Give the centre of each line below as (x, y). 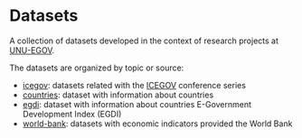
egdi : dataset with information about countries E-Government (137, 104)
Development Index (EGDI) (72, 114)
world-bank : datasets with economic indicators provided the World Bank (157, 124)
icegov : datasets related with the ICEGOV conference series (134, 85)
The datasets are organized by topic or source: (97, 68)
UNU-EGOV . (32, 50)
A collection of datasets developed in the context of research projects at (144, 41)
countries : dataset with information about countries (118, 95)
